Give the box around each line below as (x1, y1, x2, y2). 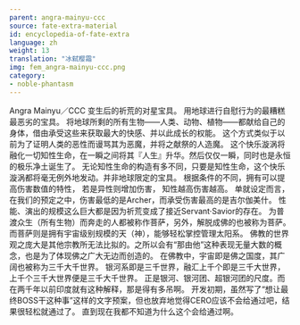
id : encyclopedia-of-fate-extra (9, 29, 129, 38)
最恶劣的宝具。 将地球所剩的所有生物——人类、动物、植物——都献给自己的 (9, 116, 286, 127)
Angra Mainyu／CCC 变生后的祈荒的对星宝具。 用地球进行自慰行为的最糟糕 (9, 104, 286, 116)
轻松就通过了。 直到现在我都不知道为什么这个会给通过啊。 (24, 305, 238, 317)
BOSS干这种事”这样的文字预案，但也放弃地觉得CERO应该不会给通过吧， (16, 295, 283, 305)
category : (9, 71, 46, 80)
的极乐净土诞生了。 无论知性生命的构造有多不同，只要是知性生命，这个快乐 (9, 161, 286, 171)
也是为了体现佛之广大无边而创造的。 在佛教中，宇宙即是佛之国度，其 (24, 250, 278, 261)
